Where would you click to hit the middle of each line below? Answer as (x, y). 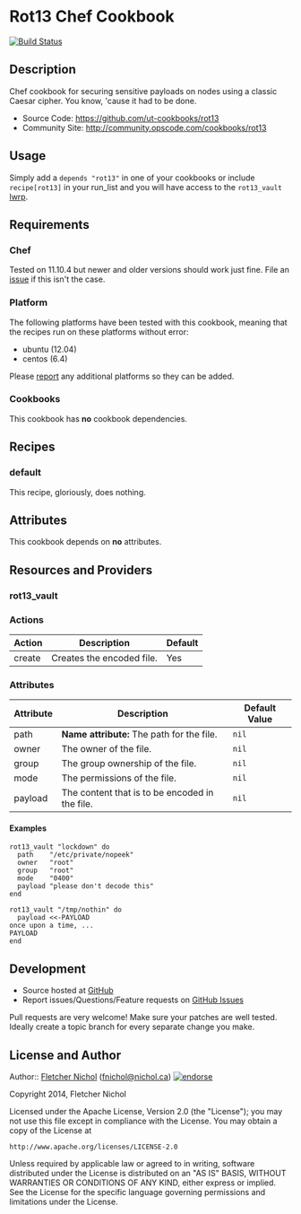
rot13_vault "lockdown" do (60, 847)
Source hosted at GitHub (68, 991)
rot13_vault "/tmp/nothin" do (66, 910)
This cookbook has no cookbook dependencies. (99, 418)
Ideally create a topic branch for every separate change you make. (132, 1027)
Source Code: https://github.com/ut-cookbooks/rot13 (120, 118)
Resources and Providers (81, 570)
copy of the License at (51, 1131)
